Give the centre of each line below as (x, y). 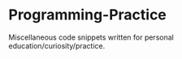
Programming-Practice (87, 15)
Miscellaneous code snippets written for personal (91, 37)
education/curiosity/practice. (57, 45)
